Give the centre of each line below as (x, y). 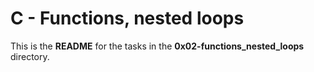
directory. (30, 56)
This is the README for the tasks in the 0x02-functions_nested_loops (157, 46)
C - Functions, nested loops (127, 18)
